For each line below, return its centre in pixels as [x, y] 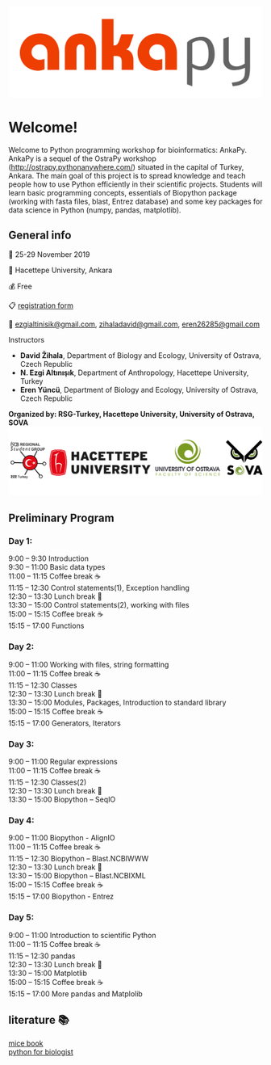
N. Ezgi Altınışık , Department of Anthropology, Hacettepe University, [134, 373]
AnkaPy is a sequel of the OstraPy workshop [83, 158]
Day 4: [21, 820]
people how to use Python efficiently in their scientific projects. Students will [135, 184]
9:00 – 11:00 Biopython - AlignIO [62, 838]
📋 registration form [41, 305]
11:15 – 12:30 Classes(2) [48, 782]
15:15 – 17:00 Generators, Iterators [65, 723]
